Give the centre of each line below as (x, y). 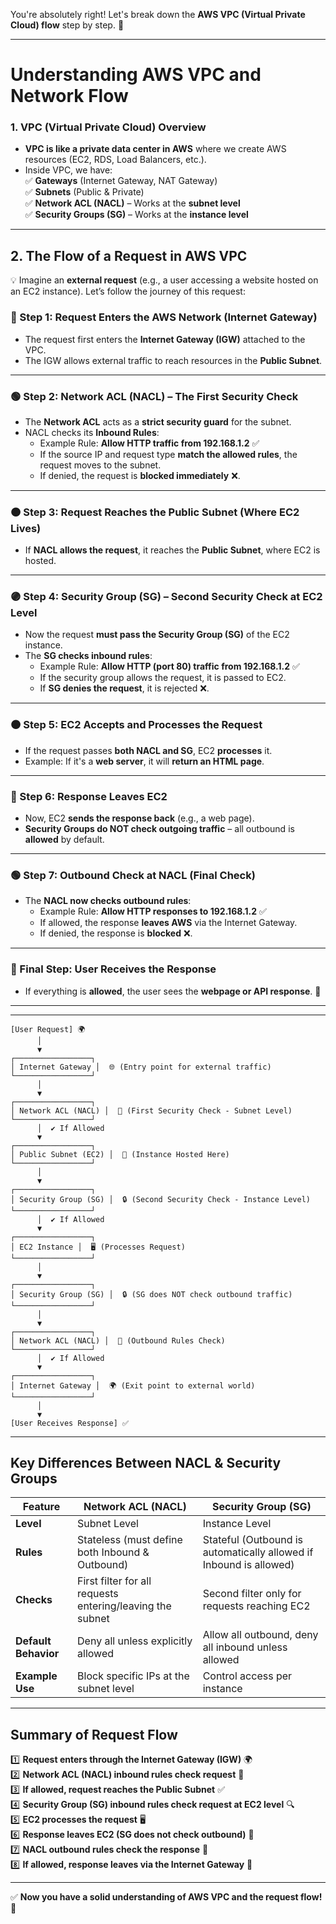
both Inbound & (113, 1552)
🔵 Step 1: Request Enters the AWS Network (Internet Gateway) (164, 317)
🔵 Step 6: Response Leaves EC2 (89, 796)
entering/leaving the (124, 1606)
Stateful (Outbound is (253, 1540)
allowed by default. (64, 840)
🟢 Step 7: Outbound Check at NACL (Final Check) (133, 875)
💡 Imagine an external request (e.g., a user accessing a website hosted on (164, 280)
